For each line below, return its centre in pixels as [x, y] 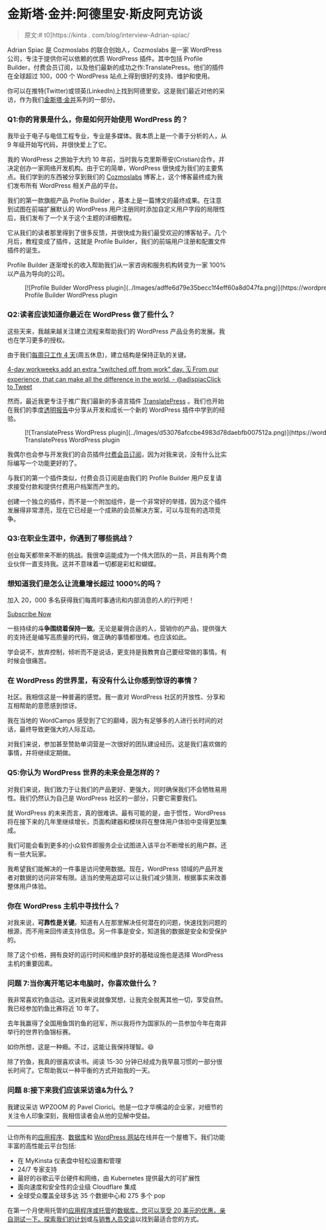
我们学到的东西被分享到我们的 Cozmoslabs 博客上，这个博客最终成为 [118, 177]
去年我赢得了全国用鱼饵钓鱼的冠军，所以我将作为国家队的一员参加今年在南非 [117, 1023]
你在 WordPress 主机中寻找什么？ [64, 906]
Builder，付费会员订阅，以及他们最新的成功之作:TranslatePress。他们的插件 [116, 67]
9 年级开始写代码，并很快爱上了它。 [59, 145]
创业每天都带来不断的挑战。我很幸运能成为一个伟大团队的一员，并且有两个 [114, 555]
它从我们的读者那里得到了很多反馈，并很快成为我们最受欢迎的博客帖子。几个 [117, 233]
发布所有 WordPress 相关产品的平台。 [67, 186]
